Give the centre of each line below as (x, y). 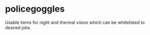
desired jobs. (18, 27)
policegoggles (35, 9)
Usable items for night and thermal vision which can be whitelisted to (75, 22)
